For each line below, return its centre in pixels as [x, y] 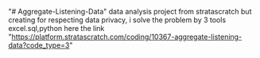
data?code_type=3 [39, 45]
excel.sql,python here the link [56, 28]
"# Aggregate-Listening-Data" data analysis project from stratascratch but [130, 12]
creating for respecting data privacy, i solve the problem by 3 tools [117, 20]
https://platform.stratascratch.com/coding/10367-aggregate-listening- [127, 37]
